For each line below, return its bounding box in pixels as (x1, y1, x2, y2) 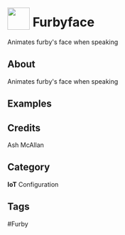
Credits (7, 121, 41, 134)
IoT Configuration (7, 180, 59, 188)
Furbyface (32, 14, 94, 31)
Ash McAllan (7, 141, 45, 149)
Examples (7, 98, 52, 110)
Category (7, 161, 50, 173)
